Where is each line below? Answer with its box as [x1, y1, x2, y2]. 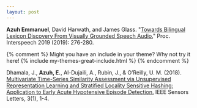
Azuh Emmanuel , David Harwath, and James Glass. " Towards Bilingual [6, 26, 185, 33]
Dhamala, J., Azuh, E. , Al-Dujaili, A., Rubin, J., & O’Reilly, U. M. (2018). [6, 68, 182, 76]
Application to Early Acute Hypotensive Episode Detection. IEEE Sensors [6, 88, 189, 95]
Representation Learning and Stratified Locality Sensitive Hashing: [6, 82, 174, 89]
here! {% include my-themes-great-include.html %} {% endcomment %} [6, 57, 190, 64]
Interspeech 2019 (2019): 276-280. [6, 38, 94, 46]
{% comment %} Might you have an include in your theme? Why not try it [6, 50, 191, 58]
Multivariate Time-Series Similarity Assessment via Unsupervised [6, 75, 171, 82]
